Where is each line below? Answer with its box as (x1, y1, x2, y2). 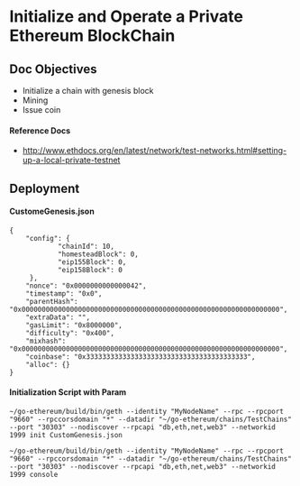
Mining (22, 95, 49, 105)
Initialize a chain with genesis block (22, 86, 154, 96)
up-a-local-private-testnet (22, 155, 121, 166)
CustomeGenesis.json (9, 206, 95, 217)
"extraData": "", (25, 313, 91, 322)
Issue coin (22, 105, 61, 115)
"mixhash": (25, 336, 67, 345)
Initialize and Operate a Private (9, 6, 243, 27)
